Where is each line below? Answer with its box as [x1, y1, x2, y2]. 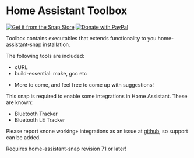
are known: [6, 98, 33, 106]
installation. [43, 41, 70, 48]
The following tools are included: [6, 52, 84, 59]
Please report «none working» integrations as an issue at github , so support [6, 128, 188, 135]
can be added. [6, 133, 41, 141]
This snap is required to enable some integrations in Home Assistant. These [6, 92, 188, 99]
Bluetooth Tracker [14, 110, 58, 117]
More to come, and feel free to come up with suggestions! [14, 81, 154, 88]
